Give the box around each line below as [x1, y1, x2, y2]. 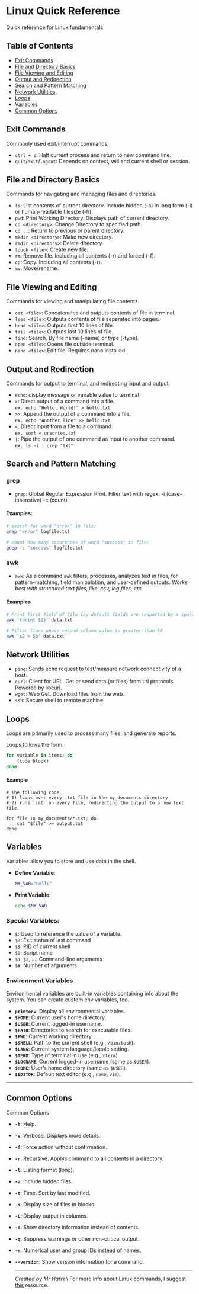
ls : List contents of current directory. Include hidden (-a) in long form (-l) [14, 202, 193, 209]
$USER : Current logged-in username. [14, 1020, 102, 1027]
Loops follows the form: [6, 741, 64, 749]
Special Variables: [6, 917, 60, 925]
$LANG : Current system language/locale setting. [14, 1045, 129, 1052]
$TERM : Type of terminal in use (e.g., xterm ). [14, 1052, 120, 1058]
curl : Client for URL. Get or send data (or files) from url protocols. [14, 678, 175, 685]
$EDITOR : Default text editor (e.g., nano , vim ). [14, 1071, 121, 1077]
